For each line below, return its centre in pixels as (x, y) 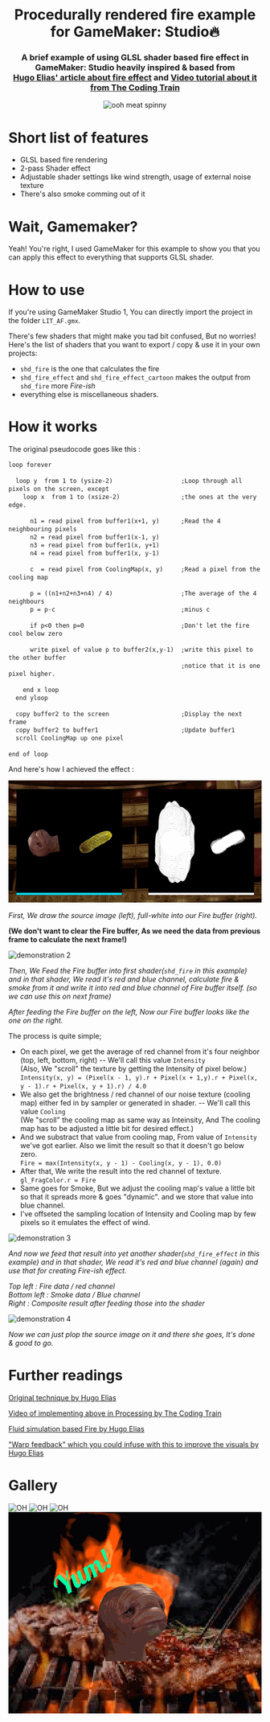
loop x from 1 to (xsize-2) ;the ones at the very (140, 497)
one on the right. (36, 1021)
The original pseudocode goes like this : (74, 449)
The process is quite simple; (55, 1036)
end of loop (28, 754)
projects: (23, 353)
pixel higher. (32, 674)
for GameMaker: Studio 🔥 (135, 32)
